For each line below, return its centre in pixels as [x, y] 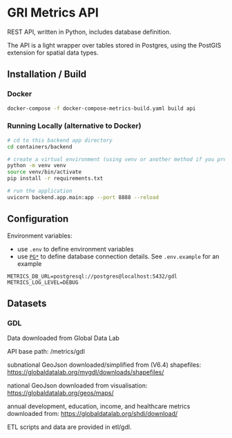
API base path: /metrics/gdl [46, 352]
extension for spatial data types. [53, 53]
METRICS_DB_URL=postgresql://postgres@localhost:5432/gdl [92, 276]
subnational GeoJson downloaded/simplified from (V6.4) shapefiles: [104, 365]
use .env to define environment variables [75, 249]
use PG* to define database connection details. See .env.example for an [118, 256]
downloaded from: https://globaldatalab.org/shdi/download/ [93, 414]
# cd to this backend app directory [60, 140]
